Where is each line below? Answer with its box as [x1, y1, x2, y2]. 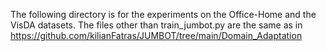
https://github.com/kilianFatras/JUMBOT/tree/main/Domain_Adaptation [10, 30, 303, 41]
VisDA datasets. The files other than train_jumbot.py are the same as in [10, 19, 303, 31]
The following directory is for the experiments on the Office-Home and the [10, 9, 317, 20]
